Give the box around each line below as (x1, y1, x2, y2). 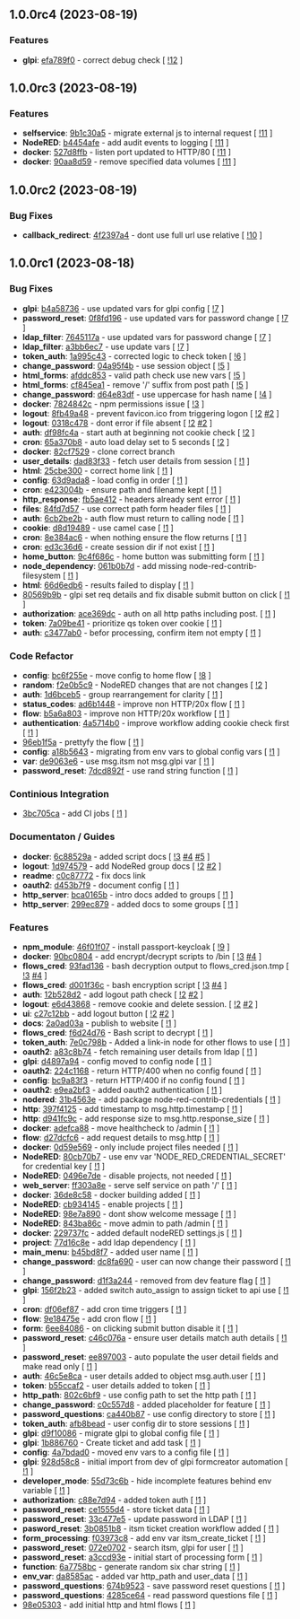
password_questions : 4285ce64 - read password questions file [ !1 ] (21, 1589, 278, 1600)
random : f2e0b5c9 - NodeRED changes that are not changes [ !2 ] (21, 679, 269, 690)
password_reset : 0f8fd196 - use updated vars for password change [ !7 (21, 312, 289, 323)
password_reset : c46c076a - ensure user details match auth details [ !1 (21, 1332, 287, 1343)
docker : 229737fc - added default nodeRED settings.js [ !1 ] (21, 1227, 243, 1238)
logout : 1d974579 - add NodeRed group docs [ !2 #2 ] (21, 861, 222, 871)
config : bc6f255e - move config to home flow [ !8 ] (21, 670, 212, 681)
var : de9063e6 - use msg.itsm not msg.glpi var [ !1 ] (21, 756, 215, 766)
